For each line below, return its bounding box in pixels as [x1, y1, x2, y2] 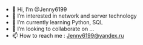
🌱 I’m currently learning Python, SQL [12, 19, 103, 26]
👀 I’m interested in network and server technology [12, 12, 138, 19]
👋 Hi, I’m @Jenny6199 [12, 6, 67, 13]
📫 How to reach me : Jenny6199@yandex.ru [12, 32, 124, 39]
